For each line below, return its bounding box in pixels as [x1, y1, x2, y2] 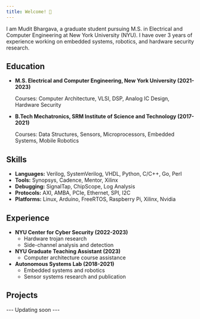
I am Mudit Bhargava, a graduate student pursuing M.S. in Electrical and [6, 25, 183, 32]
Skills [6, 154, 27, 165]
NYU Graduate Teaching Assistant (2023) [14, 248, 121, 255]
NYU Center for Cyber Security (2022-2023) [14, 229, 128, 236]
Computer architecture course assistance [23, 254, 127, 261]
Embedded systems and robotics [23, 267, 106, 274]
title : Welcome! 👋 [6, 8, 52, 15]
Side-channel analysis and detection [23, 241, 114, 249]
